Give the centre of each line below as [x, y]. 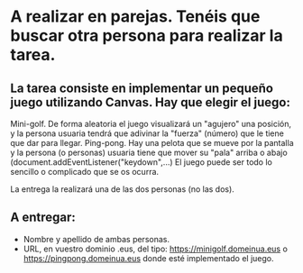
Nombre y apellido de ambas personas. [96, 239]
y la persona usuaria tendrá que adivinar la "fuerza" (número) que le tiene [147, 133]
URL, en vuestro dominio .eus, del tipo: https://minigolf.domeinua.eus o [155, 249]
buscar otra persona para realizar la [147, 36]
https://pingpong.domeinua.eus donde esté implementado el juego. [148, 258]
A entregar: [43, 218]
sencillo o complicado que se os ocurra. [85, 172]
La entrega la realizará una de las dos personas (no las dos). [123, 189]
